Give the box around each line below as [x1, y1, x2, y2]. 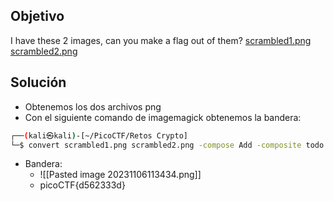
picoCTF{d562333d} [39, 179, 126, 191]
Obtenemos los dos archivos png [24, 100, 162, 113]
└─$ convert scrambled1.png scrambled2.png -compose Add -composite [10, 140, 302, 150]
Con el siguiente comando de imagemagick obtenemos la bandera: [24, 111, 302, 123]
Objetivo [10, 8, 65, 25]
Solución [10, 74, 67, 91]
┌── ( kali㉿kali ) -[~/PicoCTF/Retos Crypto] [10, 130, 188, 141]
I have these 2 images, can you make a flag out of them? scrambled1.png [10, 34, 312, 46]
